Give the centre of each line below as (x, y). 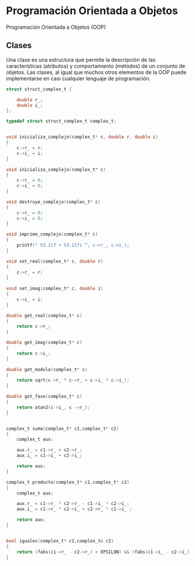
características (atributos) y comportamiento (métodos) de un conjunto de (96, 66)
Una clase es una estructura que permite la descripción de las (81, 59)
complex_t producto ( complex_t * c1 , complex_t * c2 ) (68, 482)
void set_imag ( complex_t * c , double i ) (55, 289)
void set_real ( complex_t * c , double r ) (55, 261)
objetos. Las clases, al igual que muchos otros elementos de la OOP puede (96, 72)
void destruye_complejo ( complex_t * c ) (53, 202)
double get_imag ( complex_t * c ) (44, 343)
